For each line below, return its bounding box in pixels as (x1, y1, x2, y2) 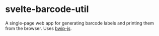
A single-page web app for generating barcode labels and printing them (5, 20, 154, 26)
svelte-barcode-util (5, 3, 89, 15)
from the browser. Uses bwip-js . (5, 25, 72, 31)
